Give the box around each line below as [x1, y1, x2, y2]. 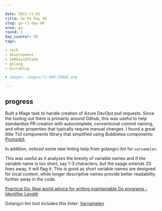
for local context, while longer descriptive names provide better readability [5, 171, 156, 177]
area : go [5, 25, 23, 30]
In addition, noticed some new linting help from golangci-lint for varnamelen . [5, 146, 158, 152]
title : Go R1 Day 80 [5, 16, 47, 21]
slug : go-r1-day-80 [5, 21, 45, 26]
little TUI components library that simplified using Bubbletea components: [5, 131, 154, 137]
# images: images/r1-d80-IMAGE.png [5, 75, 78, 80]
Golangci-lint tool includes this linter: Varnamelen [5, 200, 104, 206]
